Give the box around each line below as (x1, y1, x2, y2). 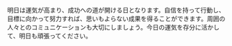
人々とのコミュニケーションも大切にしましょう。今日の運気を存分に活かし (7, 23, 220, 31)
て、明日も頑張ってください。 (7, 32, 92, 40)
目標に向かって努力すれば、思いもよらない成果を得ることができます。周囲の (7, 14, 226, 23)
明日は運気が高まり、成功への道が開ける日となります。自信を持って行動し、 (7, 6, 225, 14)
